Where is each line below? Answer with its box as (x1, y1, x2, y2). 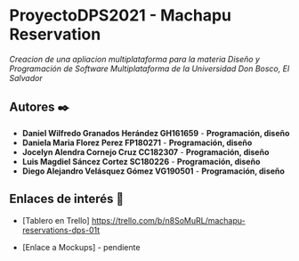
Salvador (9, 72, 43, 83)
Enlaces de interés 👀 (9, 192, 125, 207)
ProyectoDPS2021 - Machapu (9, 5, 232, 26)
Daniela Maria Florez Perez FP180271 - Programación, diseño (21, 137, 253, 148)
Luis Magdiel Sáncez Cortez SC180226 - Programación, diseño (21, 156, 261, 167)
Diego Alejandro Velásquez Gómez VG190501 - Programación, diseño (21, 166, 285, 176)
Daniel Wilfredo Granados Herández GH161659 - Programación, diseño (21, 127, 290, 138)
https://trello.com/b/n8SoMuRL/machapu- (92, 215, 246, 225)
